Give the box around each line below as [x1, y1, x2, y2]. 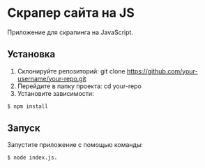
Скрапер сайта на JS [7, 5, 135, 21]
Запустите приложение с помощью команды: [7, 141, 144, 149]
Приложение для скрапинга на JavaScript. [7, 28, 134, 36]
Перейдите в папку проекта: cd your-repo [17, 82, 142, 90]
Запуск [7, 122, 40, 134]
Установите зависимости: [17, 89, 94, 97]
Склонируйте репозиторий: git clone [17, 66, 126, 75]
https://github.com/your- [126, 66, 198, 75]
